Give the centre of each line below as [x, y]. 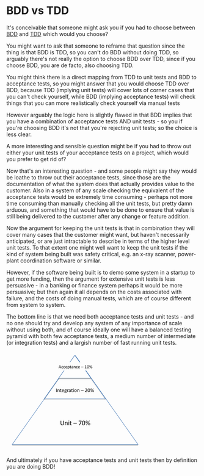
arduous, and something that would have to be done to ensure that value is [100, 210]
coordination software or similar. [61, 261]
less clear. [19, 134]
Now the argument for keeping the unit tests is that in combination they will [101, 228]
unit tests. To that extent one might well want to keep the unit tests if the [97, 247]
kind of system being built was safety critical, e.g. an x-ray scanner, [92, 254]
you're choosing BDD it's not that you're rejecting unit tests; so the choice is [102, 128]
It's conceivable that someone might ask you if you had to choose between [101, 27]
